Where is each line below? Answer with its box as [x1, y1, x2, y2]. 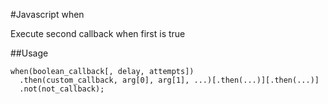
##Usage [10, 47, 49, 59]
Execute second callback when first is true [10, 28, 186, 39]
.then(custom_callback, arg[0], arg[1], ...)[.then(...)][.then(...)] [19, 75, 320, 85]
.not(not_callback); [19, 84, 105, 94]
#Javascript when [10, 9, 85, 20]
